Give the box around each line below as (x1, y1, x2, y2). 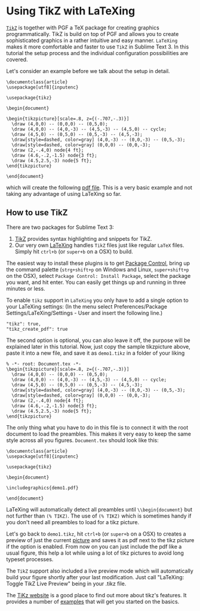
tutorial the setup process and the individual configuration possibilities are (6, 49, 189, 56)
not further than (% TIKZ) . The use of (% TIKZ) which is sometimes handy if (6, 512, 192, 519)
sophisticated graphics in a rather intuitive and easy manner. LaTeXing (6, 37, 178, 44)
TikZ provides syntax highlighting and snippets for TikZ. (14, 235, 152, 242)
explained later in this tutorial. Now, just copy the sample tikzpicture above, (6, 343, 190, 350)
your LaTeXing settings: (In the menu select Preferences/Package (6, 303, 167, 310)
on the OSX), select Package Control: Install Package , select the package (6, 272, 191, 279)
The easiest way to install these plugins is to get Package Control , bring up (6, 259, 190, 267)
